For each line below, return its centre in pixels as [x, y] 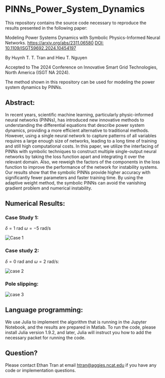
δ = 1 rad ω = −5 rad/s [28, 228]
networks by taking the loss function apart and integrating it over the [75, 156]
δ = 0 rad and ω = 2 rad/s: [32, 261]
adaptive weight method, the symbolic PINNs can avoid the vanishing [76, 183]
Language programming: [44, 310]
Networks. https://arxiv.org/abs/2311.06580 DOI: [54, 42]
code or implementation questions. [41, 370]
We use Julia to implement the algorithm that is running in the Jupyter [76, 322]
